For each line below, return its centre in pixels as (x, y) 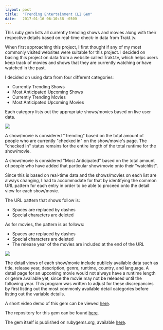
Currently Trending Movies (39, 97)
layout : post (18, 10)
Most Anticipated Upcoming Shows (47, 92)
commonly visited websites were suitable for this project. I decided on (75, 52)
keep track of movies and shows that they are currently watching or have (78, 63)
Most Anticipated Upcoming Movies (48, 103)
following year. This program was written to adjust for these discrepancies (80, 284)
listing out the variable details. (35, 294)
